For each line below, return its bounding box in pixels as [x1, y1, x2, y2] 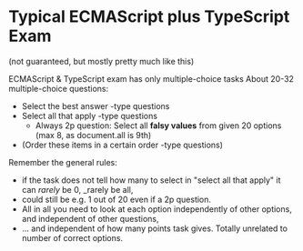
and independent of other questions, [21, 213, 159, 224]
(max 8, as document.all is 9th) [35, 129, 152, 140]
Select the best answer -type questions [21, 100, 170, 111]
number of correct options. [21, 232, 124, 243]
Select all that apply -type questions [21, 110, 158, 121]
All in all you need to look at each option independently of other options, [21, 203, 292, 215]
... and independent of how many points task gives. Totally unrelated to [21, 223, 288, 234]
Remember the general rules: [8, 156, 117, 167]
